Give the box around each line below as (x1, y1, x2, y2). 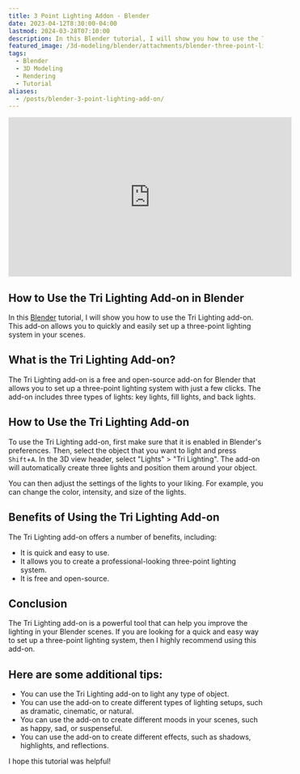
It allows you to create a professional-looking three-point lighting (19, 556, 237, 566)
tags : (8, 49, 27, 57)
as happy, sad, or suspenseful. (19, 724, 123, 734)
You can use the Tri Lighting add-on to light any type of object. (19, 689, 230, 699)
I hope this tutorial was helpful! (8, 756, 112, 766)
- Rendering (15, 72, 57, 80)
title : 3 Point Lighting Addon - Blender (8, 11, 150, 20)
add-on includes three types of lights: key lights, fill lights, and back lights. (8, 392, 256, 402)
